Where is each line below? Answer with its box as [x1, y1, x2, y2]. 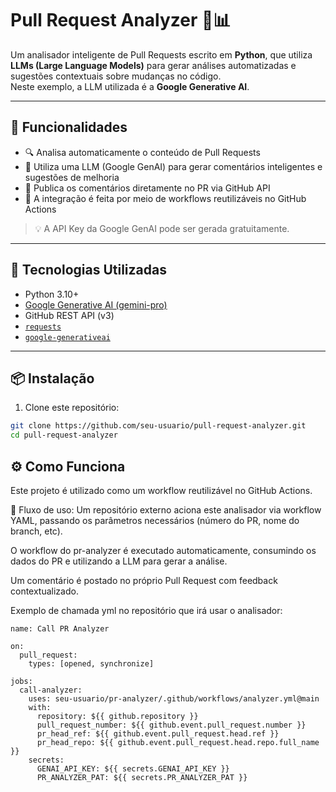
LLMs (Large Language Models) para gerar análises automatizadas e [10, 59, 297, 71]
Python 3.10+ [24, 288, 80, 300]
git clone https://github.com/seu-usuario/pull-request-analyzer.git [10, 421, 307, 431]
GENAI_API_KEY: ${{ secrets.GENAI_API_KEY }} [36, 763, 230, 774]
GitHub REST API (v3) [24, 309, 115, 321]
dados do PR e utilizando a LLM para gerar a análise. [10, 555, 228, 567]
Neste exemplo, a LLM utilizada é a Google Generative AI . [10, 80, 250, 92]
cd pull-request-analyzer [10, 430, 118, 441]
